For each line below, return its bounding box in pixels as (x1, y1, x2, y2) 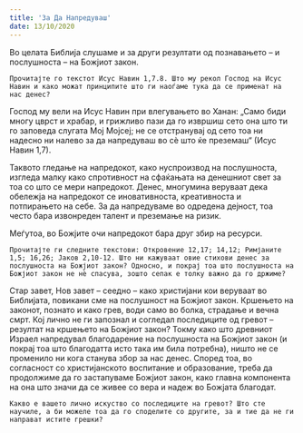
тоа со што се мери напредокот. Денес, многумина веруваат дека (9, 181, 269, 192)
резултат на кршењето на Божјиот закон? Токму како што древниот (9, 323, 273, 334)
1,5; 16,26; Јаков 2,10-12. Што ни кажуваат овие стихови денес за (9, 253, 270, 262)
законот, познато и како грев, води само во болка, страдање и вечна (9, 304, 279, 315)
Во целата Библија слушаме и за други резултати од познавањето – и (9, 46, 280, 57)
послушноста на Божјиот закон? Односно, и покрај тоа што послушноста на (9, 261, 295, 271)
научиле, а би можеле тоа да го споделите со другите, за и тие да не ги (9, 407, 295, 416)
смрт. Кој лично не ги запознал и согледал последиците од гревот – (9, 314, 274, 325)
